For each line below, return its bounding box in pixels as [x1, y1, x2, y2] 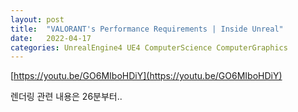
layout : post [10, 14, 65, 25]
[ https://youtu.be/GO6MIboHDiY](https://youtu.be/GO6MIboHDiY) [10, 70, 283, 82]
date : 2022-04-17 [10, 33, 92, 43]
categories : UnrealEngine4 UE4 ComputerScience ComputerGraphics [10, 42, 288, 53]
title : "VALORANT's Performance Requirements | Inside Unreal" [10, 24, 284, 34]
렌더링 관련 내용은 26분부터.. [10, 91, 123, 103]
